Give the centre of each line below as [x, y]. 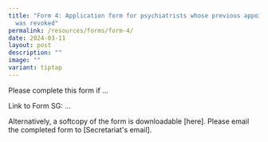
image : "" [25, 61]
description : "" [35, 53]
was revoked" [37, 23]
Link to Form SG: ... [40, 105]
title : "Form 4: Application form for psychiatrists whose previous [124, 16]
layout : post [30, 45]
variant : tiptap [35, 68]
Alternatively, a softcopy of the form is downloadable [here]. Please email [129, 121]
